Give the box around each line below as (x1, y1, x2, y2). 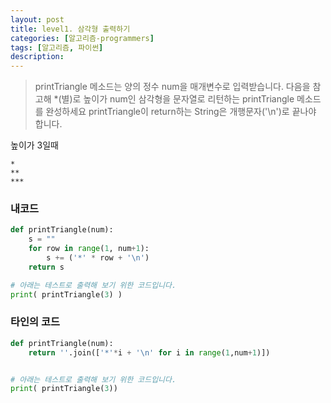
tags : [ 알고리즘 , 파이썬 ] (10, 42, 104, 53)
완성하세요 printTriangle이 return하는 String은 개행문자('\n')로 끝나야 (45, 106, 317, 118)
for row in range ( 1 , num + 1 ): (28, 244, 150, 254)
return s (28, 262, 65, 272)
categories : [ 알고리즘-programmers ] (10, 33, 155, 43)
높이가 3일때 (10, 139, 59, 151)
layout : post (10, 14, 65, 25)
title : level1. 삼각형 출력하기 (10, 24, 131, 34)
